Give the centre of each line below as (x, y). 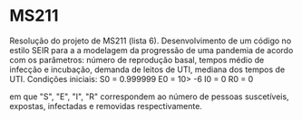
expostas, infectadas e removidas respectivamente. (106, 106)
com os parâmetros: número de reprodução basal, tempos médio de (137, 60)
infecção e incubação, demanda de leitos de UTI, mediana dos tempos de (147, 69)
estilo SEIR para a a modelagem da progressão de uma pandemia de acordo (151, 50)
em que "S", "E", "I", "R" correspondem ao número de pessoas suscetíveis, (149, 97)
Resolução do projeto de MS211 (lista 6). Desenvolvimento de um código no (151, 41)
